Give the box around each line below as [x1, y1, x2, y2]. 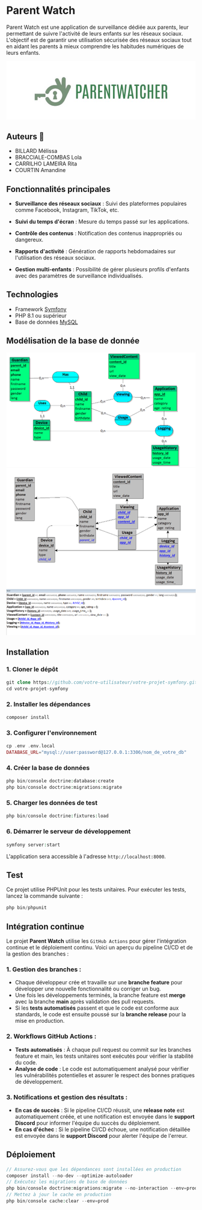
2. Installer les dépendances [6, 700, 91, 708]
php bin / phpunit [6, 905, 47, 911]
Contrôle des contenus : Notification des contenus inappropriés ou [14, 230, 182, 237]
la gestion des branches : [6, 950, 69, 957]
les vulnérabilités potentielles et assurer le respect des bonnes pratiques [14, 1072, 195, 1079]
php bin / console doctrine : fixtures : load [6, 813, 109, 819]
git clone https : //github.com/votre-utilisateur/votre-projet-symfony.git [6, 679, 198, 686]
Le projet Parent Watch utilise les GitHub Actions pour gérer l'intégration [6, 937, 187, 945]
